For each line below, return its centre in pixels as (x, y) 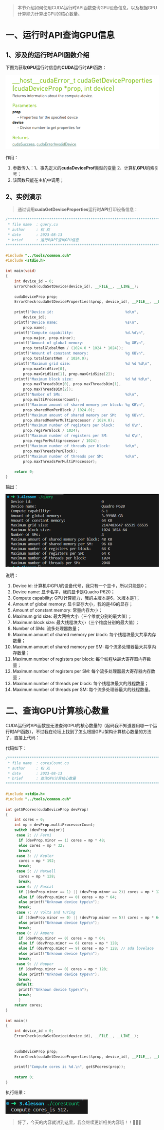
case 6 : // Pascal (35, 887)
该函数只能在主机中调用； (38, 180)
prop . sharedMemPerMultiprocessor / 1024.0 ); (69, 420)
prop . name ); (35, 327)
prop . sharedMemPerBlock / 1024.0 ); (59, 410)
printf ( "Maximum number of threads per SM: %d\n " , (76, 456)
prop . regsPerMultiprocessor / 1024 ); (61, 441)
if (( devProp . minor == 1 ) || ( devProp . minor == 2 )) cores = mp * (86, 892)
